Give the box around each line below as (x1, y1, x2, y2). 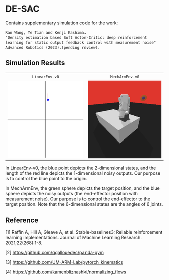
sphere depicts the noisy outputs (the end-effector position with (5, 190, 138, 196)
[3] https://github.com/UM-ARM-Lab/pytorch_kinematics (5, 259, 123, 265)
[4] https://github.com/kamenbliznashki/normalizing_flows (5, 269, 127, 275)
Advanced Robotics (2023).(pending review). (5, 45, 100, 50)
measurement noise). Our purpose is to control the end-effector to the (5, 196, 151, 202)
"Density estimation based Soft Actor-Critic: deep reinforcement (5, 35, 147, 40)
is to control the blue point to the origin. (5, 175, 87, 181)
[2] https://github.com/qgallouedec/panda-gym (5, 250, 104, 256)
